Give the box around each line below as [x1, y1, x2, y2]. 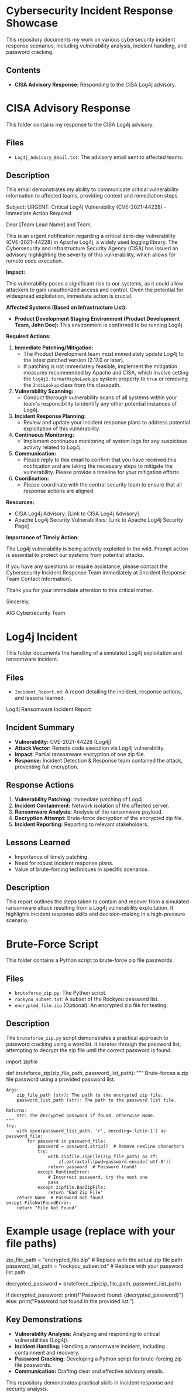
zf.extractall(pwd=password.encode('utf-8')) [58, 1159, 171, 1165]
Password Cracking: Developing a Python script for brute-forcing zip [14, 1355, 183, 1362]
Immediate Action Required [6, 210, 72, 217]
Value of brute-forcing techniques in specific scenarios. [14, 866, 149, 873]
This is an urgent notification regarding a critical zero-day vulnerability [6, 233, 176, 240]
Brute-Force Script [6, 937, 99, 951]
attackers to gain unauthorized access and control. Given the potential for [6, 286, 184, 294]
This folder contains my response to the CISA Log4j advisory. [6, 121, 154, 128]
